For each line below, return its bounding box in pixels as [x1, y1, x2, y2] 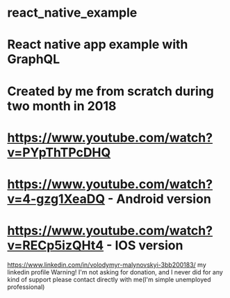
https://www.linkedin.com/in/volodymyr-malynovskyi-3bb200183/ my [7, 260, 206, 269]
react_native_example [7, 5, 138, 21]
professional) [7, 283, 45, 291]
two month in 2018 [7, 98, 117, 114]
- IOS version [106, 238, 183, 254]
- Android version [107, 191, 212, 206]
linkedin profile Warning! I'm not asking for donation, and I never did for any [7, 267, 224, 276]
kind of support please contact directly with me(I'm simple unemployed [7, 275, 211, 283]
